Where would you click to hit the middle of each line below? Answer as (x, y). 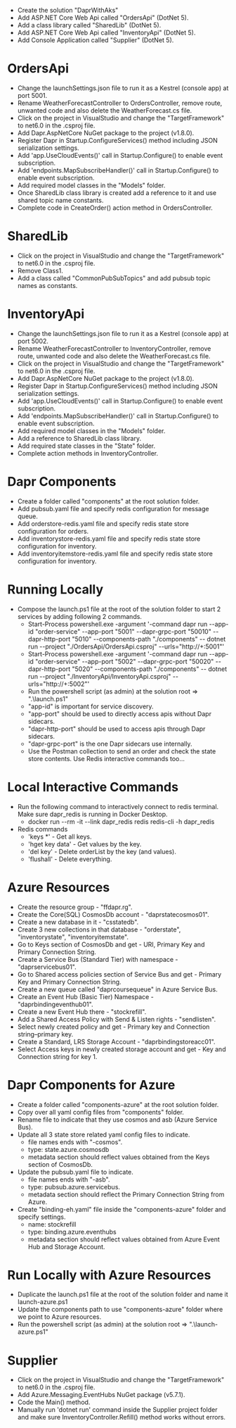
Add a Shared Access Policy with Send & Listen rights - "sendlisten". (117, 1019)
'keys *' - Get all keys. (60, 837)
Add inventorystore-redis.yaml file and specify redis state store (109, 539)
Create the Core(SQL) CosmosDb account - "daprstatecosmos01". (113, 914)
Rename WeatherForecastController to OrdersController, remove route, (120, 103)
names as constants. (47, 285)
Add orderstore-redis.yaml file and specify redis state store (103, 523)
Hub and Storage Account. (66, 1246)
